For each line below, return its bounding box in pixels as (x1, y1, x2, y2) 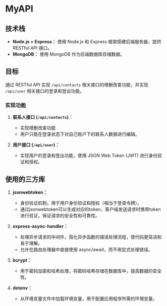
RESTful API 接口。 (12, 45, 52, 51)
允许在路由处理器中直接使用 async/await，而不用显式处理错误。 (20, 246, 153, 252)
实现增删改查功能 (20, 125, 56, 131)
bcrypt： (12, 257, 32, 263)
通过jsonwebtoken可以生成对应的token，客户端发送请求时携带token (20, 206, 161, 212)
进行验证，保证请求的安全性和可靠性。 (20, 212, 100, 218)
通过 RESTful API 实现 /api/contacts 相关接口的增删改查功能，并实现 (5, 82, 149, 88)
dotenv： (12, 285, 33, 291)
